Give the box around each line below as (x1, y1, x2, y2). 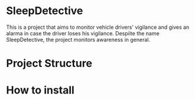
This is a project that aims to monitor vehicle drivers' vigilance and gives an (6, 24, 190, 31)
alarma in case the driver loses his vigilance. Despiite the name (6, 29, 160, 36)
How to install (6, 84, 75, 97)
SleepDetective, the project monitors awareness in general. (6, 36, 151, 43)
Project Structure (6, 57, 93, 70)
